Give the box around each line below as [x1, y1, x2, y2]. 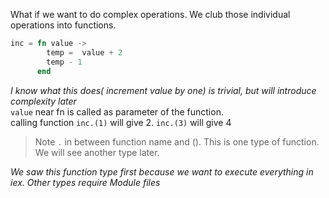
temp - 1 [46, 57, 83, 67]
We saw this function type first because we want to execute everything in [10, 165, 314, 178]
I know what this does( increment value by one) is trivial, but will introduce [10, 84, 317, 96]
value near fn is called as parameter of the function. [10, 105, 224, 118]
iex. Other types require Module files [10, 176, 161, 188]
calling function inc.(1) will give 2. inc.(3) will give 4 [10, 116, 232, 128]
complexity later [10, 95, 77, 107]
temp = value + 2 [46, 47, 123, 58]
